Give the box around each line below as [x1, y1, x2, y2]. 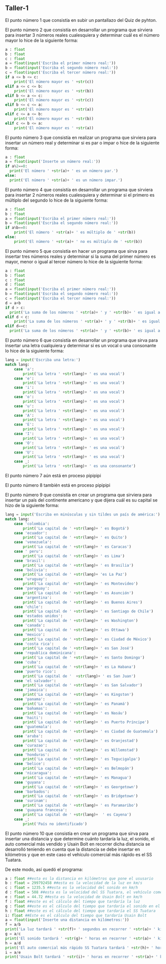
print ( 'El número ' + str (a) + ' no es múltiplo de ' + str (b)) [14, 239, 142, 244]
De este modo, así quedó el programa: [5, 866, 83, 872]
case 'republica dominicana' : [14, 651, 77, 656]
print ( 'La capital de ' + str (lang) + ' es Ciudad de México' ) [23, 637, 152, 642]
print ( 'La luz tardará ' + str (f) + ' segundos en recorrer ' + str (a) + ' [5, 927, 156, 932]
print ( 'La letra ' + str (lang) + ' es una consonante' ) [23, 464, 136, 469]
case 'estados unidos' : [14, 613, 63, 619]
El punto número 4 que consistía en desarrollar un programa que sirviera [5, 186, 153, 193]
